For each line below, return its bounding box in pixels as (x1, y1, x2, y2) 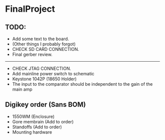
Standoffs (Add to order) (12, 124, 62, 130)
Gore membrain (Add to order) (12, 118, 74, 124)
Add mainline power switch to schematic (12, 71, 95, 76)
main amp (12, 87, 33, 92)
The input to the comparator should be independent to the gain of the (12, 81, 153, 87)
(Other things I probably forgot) (12, 41, 76, 47)
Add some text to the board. (12, 36, 69, 42)
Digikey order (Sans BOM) (5, 100, 86, 109)
